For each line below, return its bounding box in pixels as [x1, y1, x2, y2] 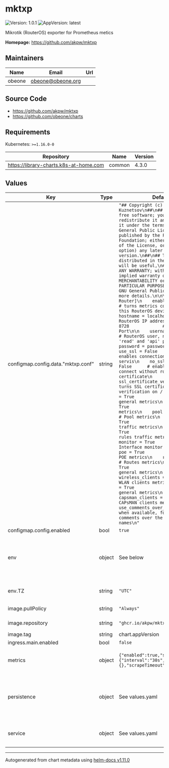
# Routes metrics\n [119, 459, 165, 465]
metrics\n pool [119, 409, 163, 415]
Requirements [5, 128, 50, 136]
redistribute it [119, 217, 157, 223]
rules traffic [119, 434, 152, 440]
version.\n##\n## [119, 253, 160, 259]
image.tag [8, 631, 32, 638]
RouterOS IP [119, 318, 147, 324]
